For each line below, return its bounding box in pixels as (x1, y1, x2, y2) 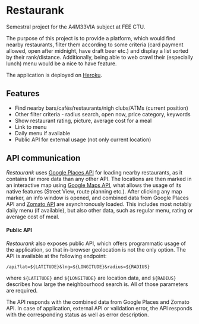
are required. (6, 287, 38, 294)
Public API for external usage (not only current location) (14, 136, 151, 143)
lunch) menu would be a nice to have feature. (6, 60, 117, 67)
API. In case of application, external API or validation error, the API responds (6, 304, 192, 312)
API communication (6, 153, 81, 163)
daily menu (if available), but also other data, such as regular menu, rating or (6, 207, 193, 214)
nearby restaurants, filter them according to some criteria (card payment (6, 41, 184, 48)
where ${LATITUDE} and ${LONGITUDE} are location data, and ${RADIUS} (6, 274, 176, 281)
